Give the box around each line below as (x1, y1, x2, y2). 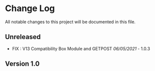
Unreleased (5, 33, 41, 41)
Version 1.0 (5, 60, 40, 68)
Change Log (5, 3, 55, 14)
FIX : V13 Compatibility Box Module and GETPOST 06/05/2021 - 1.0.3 (12, 45, 151, 51)
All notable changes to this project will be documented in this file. (5, 19, 136, 25)
